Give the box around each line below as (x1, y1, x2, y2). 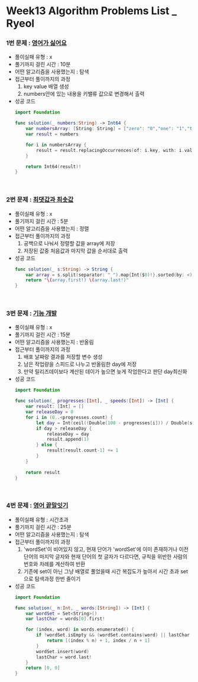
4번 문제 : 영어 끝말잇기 (6, 501, 69, 509)
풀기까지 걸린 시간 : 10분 (14, 61, 71, 68)
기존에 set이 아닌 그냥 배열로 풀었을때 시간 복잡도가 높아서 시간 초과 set (23, 567, 188, 574)
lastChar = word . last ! (36, 654, 92, 660)
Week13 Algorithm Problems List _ (6, 4, 177, 18)
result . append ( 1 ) (46, 436, 90, 443)
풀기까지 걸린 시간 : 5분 (14, 217, 69, 225)
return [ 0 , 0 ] (25, 665, 60, 671)
